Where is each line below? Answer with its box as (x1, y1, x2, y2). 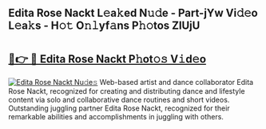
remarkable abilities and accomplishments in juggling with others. (8, 112, 224, 121)
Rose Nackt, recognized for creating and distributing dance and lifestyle (8, 87, 245, 95)
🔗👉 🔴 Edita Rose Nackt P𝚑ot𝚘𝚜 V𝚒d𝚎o (8, 52, 206, 66)
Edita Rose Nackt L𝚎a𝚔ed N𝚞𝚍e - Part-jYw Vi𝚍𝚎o (8, 6, 258, 20)
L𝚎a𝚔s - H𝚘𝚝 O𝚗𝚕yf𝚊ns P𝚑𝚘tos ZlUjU (8, 19, 200, 33)
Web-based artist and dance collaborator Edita (99, 78, 254, 87)
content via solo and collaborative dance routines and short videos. (8, 95, 230, 104)
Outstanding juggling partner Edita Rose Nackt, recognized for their (8, 103, 230, 113)
